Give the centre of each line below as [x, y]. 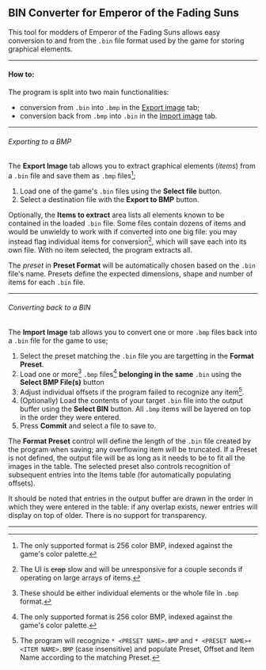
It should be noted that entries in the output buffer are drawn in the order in [131, 499]
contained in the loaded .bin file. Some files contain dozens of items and [127, 223]
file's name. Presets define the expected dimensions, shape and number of [131, 273]
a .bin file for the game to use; [58, 341]
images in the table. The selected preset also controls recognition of [120, 466]
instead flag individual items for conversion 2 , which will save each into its [127, 241]
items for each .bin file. [47, 282]
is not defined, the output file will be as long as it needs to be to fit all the [127, 458]
